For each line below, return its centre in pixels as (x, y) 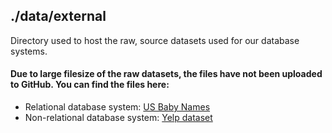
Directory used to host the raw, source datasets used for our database (155, 40)
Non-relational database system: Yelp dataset (118, 118)
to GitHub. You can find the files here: (90, 85)
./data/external (58, 16)
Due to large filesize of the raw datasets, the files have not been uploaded (166, 74)
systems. (29, 51)
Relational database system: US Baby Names (117, 107)
